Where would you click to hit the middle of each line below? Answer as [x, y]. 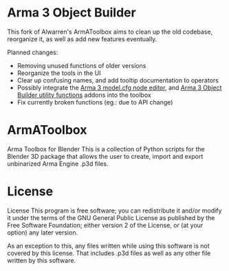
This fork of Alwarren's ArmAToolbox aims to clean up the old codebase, [110, 32]
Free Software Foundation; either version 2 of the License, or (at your [105, 225]
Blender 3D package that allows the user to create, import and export [105, 156]
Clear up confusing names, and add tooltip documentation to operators [118, 80]
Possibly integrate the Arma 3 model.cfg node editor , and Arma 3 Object [119, 87]
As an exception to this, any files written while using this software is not [108, 246]
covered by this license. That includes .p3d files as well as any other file [109, 253]
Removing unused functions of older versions [81, 65]
